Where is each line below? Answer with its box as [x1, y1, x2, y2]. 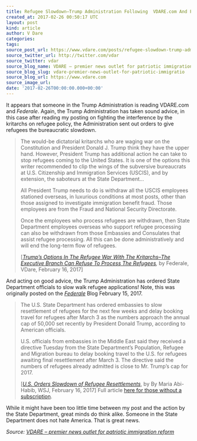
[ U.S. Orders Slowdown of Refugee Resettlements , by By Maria [20, 380, 173, 387]
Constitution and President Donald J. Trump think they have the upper [20, 144, 189, 151]
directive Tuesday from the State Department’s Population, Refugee [20, 344, 184, 351]
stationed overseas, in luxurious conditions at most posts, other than [20, 193, 186, 200]
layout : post [6, 19, 38, 25]
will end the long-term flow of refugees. [20, 242, 117, 249]
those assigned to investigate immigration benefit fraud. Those [20, 199, 172, 206]
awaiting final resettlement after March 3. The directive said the [20, 356, 174, 363]
